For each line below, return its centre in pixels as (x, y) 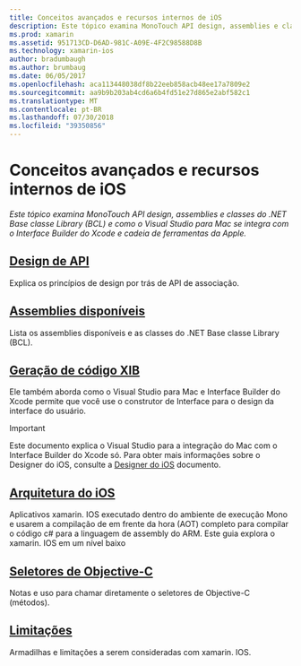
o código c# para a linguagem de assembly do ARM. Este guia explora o (142, 533)
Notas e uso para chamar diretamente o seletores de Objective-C (130, 593)
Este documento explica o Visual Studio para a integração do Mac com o (143, 445)
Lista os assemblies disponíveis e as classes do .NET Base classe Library (144, 333)
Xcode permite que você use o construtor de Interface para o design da (142, 402)
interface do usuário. (48, 411)
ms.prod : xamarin (42, 34)
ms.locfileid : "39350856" (57, 126)
